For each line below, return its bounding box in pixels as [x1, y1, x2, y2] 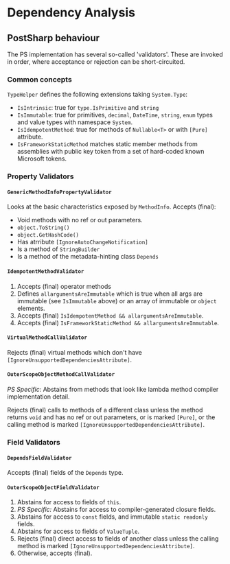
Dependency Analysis [7, 5, 136, 21]
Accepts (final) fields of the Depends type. [7, 469, 124, 477]
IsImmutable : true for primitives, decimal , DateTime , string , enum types [16, 111, 213, 119]
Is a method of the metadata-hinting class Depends [16, 252, 159, 261]
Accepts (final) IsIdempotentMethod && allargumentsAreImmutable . [16, 311, 204, 320]
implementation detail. [7, 392, 70, 401]
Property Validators [7, 172, 74, 181]
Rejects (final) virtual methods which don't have [7, 348, 142, 356]
